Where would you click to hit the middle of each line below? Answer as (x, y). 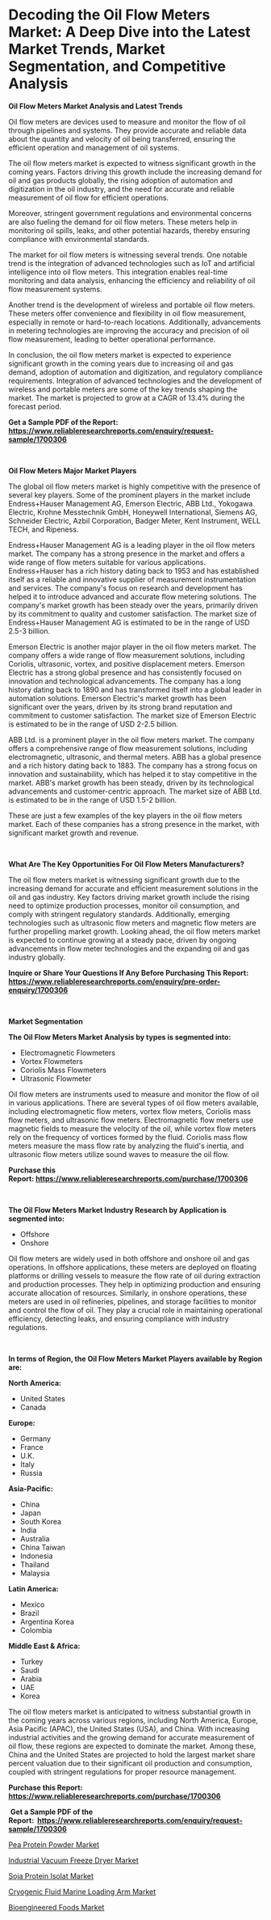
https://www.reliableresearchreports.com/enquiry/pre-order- (115, 981)
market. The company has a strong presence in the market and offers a (127, 553)
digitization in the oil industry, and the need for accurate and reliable (122, 189)
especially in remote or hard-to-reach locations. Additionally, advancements (135, 322)
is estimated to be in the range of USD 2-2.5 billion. (94, 724)
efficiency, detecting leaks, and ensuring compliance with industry (119, 1318)
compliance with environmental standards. (79, 239)
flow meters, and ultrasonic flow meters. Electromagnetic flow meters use (131, 1120)
